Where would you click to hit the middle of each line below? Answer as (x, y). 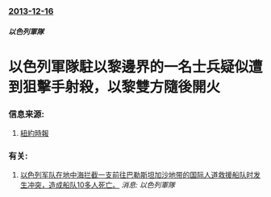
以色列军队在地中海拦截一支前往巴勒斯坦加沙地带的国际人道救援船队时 (137, 175)
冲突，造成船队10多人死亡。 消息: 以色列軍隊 (101, 185)
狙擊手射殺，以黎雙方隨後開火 (122, 87)
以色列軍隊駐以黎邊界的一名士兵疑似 (129, 67)
